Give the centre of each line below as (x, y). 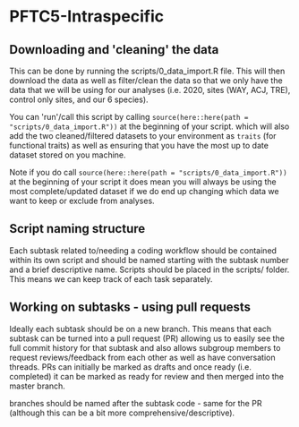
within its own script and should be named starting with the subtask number (149, 260)
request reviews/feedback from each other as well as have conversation (142, 357)
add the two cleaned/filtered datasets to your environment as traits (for (143, 136)
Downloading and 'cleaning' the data (114, 50)
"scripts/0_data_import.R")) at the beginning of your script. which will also (149, 126)
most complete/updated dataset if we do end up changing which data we (144, 191)
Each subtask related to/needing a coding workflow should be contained (143, 250)
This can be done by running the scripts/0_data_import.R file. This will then (147, 71)
